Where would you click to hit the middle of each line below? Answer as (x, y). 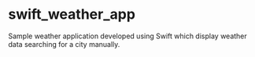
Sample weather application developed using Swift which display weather (128, 36)
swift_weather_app (72, 14)
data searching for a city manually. (64, 44)
